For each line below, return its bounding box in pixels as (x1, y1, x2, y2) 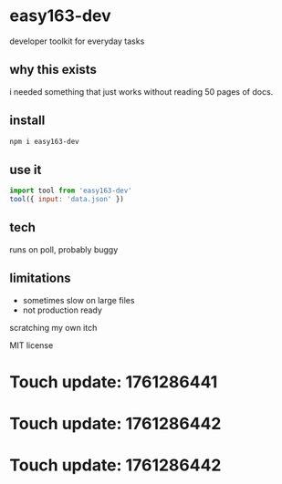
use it (9, 161, 42, 178)
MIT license (9, 339, 54, 351)
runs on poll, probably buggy (9, 243, 119, 255)
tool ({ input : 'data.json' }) (9, 195, 125, 204)
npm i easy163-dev (9, 137, 79, 146)
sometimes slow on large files (22, 294, 135, 305)
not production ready (22, 304, 103, 315)
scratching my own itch (9, 322, 98, 333)
